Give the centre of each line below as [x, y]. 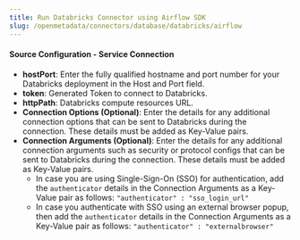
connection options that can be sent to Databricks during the [134, 121]
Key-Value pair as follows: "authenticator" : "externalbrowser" [154, 226]
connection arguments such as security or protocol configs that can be [153, 150]
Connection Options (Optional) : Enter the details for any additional [146, 112]
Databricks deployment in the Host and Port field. [113, 83]
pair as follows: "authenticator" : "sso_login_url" [154, 197]
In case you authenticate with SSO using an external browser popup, [162, 207]
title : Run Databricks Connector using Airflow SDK [107, 17]
